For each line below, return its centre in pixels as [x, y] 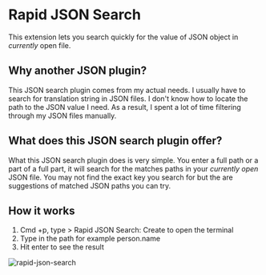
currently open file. [40, 45]
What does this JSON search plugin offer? [115, 141]
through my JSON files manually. [62, 115]
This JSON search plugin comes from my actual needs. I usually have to [127, 90]
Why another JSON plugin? [78, 71]
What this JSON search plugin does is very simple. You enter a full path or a [133, 160]
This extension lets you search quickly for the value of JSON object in [123, 37]
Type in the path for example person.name [90, 239]
